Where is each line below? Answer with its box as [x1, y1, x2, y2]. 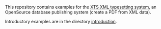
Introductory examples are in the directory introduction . [5, 19, 117, 24]
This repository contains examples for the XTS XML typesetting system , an [5, 4, 157, 10]
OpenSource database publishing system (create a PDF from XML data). [5, 9, 151, 15]
